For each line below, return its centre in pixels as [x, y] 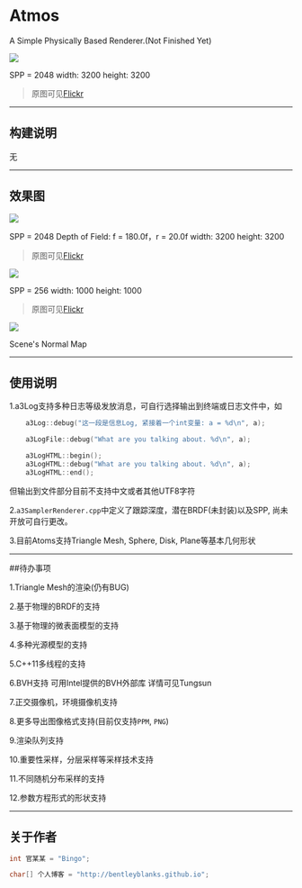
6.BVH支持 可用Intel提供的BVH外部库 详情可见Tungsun [111, 683]
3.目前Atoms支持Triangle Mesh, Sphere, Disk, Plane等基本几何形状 [133, 540]
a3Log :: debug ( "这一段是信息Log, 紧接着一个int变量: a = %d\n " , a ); [146, 423]
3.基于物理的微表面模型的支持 [64, 625]
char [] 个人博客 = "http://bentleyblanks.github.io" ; [109, 874]
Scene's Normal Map [48, 344]
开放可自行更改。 [41, 521]
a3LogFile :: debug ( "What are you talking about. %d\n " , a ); [138, 439]
